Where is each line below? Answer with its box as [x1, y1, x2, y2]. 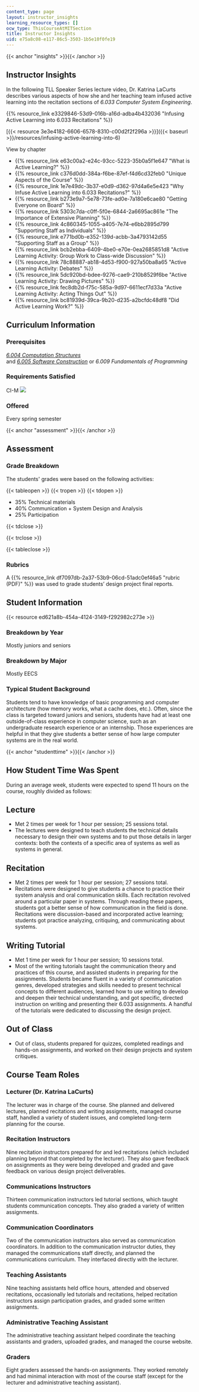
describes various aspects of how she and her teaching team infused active [6, 92, 192, 99]
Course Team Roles [6, 1070, 80, 1080]
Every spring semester [6, 415, 62, 423]
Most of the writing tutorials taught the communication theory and [14, 963, 176, 970]
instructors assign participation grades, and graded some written [6, 1297, 165, 1304]
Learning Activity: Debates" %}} [14, 264, 94, 271]
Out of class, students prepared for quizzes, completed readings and [14, 1040, 184, 1047]
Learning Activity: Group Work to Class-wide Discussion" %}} [14, 252, 166, 259]
